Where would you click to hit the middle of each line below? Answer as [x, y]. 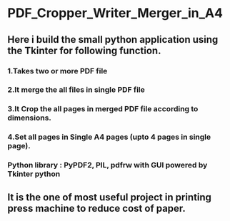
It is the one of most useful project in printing [110, 197]
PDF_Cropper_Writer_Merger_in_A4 [115, 13]
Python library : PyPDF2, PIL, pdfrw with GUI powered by [107, 165]
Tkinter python [34, 174]
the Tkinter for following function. [84, 50]
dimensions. [30, 118]
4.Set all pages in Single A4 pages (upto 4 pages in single [109, 137]
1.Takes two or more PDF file [57, 71]
